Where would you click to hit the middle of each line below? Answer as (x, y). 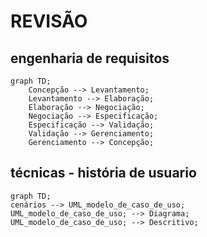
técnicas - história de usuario (103, 173)
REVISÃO (49, 21)
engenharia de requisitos (90, 58)
